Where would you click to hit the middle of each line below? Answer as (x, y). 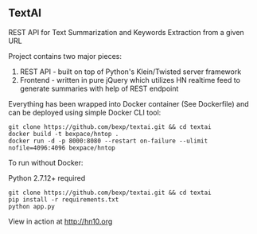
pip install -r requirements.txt (64, 199)
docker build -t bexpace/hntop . (64, 134)
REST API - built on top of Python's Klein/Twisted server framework (130, 72)
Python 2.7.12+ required (47, 177)
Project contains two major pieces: (65, 56)
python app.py (32, 206)
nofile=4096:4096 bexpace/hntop (62, 148)
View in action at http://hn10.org (60, 221)
